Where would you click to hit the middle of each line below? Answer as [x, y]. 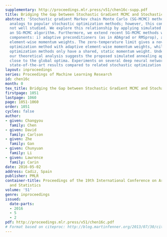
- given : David [21, 130]
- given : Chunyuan [24, 149]
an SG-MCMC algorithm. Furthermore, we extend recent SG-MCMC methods [84, 33]
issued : [13, 199]
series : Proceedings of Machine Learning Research [59, 75]
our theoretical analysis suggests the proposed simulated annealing [83, 56]
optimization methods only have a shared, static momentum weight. [81, 51]
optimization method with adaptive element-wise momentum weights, [81, 47]
